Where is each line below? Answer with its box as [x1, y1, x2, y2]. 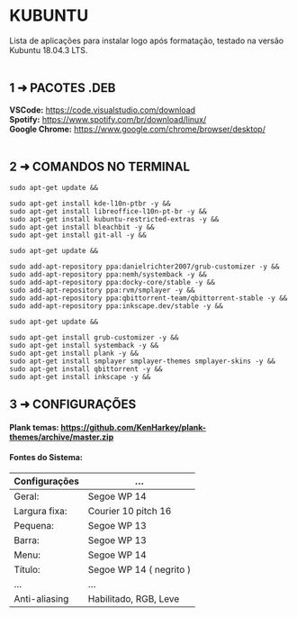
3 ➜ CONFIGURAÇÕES [9, 396, 137, 412]
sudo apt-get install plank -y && [9, 349, 139, 358]
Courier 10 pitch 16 [87, 504, 172, 517]
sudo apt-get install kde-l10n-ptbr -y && [9, 199, 171, 208]
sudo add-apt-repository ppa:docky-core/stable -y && [9, 277, 216, 286]
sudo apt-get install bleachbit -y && [9, 222, 155, 231]
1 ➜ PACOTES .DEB [9, 80, 116, 95]
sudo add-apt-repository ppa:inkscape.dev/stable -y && [9, 301, 223, 311]
